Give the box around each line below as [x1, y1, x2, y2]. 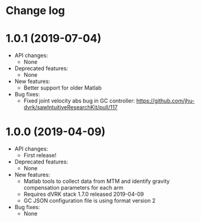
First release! [23, 152, 57, 159]
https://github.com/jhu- [136, 97, 195, 104]
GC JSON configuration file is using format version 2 [23, 197, 156, 204]
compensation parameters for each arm [23, 184, 124, 192]
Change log [5, 4, 65, 18]
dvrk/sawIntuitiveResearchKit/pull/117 [23, 104, 118, 111]
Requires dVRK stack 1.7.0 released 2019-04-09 [23, 190, 144, 198]
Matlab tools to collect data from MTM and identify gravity [23, 177, 170, 185]
